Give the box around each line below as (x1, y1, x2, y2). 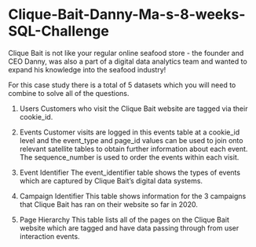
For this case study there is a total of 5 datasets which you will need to (8, 80, 236, 90)
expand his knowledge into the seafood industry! (8, 65, 166, 74)
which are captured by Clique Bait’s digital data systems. (19, 175, 203, 186)
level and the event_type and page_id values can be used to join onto (19, 135, 243, 145)
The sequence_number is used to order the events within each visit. (19, 152, 240, 162)
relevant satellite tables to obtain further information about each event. (19, 144, 248, 153)
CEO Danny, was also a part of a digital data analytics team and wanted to (8, 57, 247, 66)
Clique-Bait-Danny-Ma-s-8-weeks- (8, 6, 246, 24)
